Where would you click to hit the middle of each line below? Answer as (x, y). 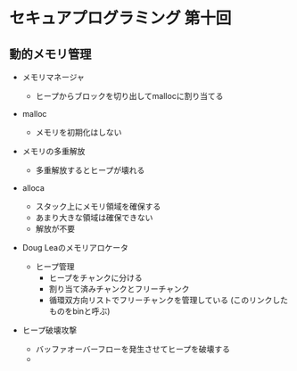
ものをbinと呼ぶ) (79, 311)
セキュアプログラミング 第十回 (120, 18)
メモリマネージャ (53, 77)
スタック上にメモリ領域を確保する (98, 206)
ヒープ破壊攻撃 (49, 330)
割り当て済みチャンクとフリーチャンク (119, 289)
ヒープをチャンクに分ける (95, 278)
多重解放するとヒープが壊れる (90, 170)
